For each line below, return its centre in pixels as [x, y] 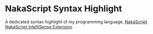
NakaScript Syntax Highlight [64, 9]
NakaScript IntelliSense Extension [39, 26]
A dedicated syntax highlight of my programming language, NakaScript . [77, 22]
